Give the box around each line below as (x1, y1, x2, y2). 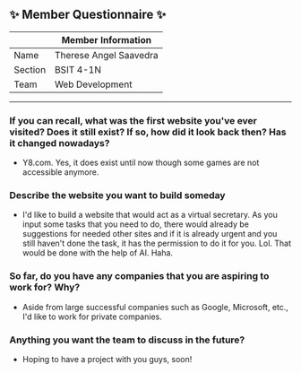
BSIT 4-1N (54, 63, 101, 75)
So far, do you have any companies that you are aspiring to (9, 270, 270, 282)
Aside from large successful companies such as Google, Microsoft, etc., (21, 301, 289, 312)
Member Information (61, 33, 152, 46)
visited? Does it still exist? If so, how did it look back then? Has (9, 126, 287, 138)
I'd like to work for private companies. (21, 311, 163, 322)
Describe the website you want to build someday (9, 189, 226, 202)
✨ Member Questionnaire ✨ (9, 7, 167, 22)
